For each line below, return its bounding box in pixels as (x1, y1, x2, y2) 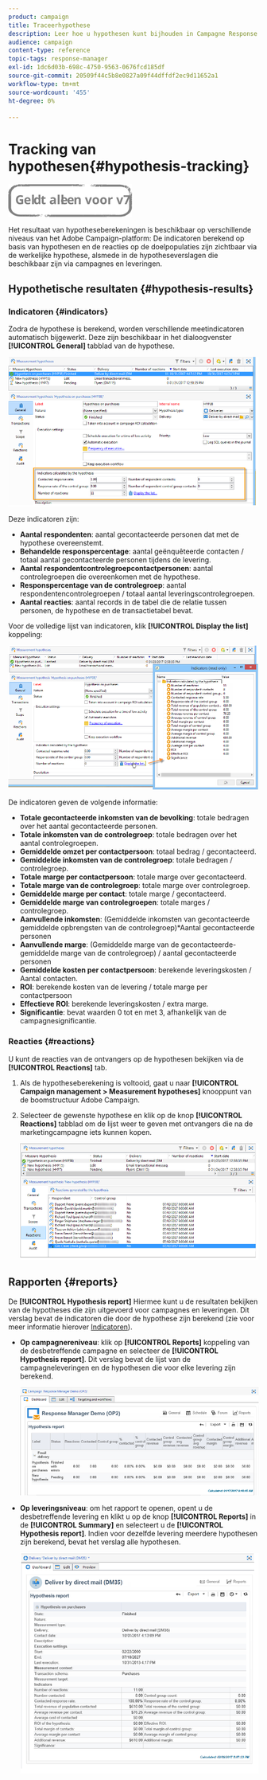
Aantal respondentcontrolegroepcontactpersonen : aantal (19, 563, 213, 573)
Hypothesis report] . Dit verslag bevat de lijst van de (19, 1354, 191, 1363)
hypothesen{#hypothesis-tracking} (8, 158, 250, 175)
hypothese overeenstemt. (19, 538, 104, 547)
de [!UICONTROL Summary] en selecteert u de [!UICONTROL (19, 1520, 224, 1529)
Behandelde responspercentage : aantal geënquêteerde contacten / (19, 546, 244, 556)
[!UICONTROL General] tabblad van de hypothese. (8, 341, 175, 350)
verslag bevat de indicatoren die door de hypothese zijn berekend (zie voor (8, 1313, 255, 1323)
